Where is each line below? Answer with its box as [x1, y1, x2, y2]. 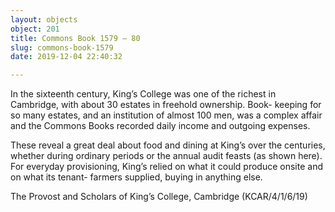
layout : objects [10, 14, 78, 25]
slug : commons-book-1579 [10, 42, 114, 53]
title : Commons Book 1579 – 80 [10, 33, 141, 43]
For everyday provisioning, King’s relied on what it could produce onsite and [10, 161, 324, 173]
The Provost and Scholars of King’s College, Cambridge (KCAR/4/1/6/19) [10, 191, 308, 203]
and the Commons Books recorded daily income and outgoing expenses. [10, 120, 311, 132]
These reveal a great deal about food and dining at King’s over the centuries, [10, 139, 326, 151]
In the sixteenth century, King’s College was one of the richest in [10, 88, 277, 100]
